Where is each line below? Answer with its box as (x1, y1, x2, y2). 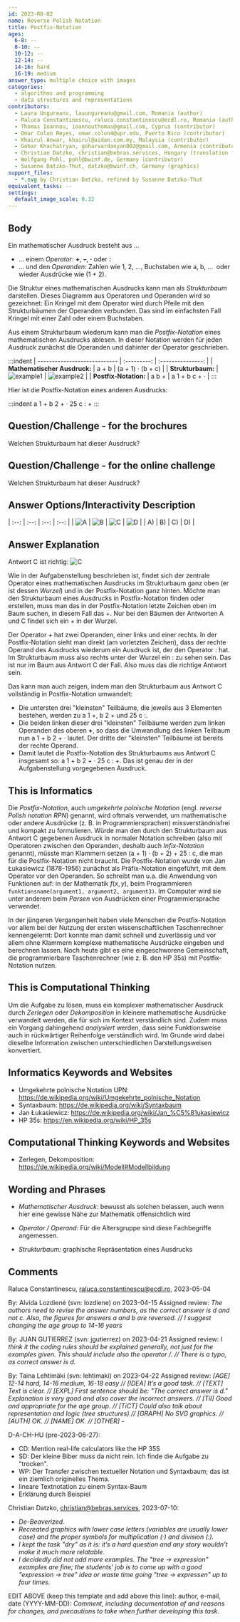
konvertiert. (8, 1046, 42, 1055)
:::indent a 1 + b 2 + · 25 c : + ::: (8, 399, 100, 408)
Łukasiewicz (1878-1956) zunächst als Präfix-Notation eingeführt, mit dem (8, 864, 226, 872)
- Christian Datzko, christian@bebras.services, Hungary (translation (14, 150, 229, 157)
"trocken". (18, 1460, 48, 1468)
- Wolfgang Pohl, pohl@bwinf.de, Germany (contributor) (14, 156, 184, 164)
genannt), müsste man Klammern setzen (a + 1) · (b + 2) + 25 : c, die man (8, 849, 223, 857)
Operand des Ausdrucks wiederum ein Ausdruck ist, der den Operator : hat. (8, 646, 230, 654)
